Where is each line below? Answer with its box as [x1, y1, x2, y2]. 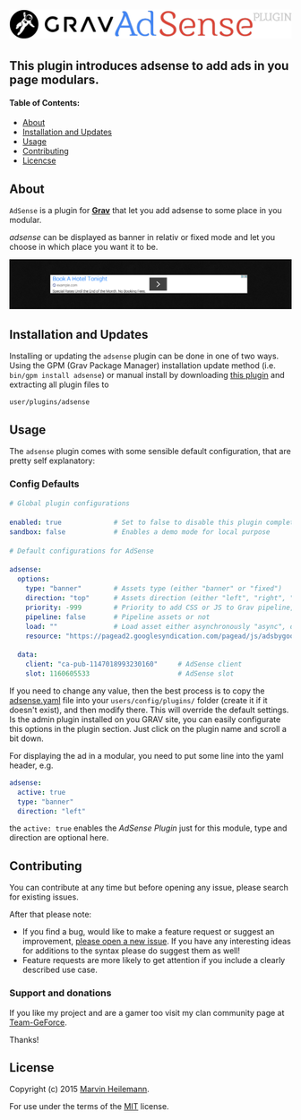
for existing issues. [9, 892, 79, 902]
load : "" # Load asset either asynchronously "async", [25, 622, 287, 631]
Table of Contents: [9, 97, 81, 108]
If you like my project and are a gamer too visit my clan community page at [9, 1007, 285, 1018]
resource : [25, 632, 63, 641]
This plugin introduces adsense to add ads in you [9, 58, 289, 73]
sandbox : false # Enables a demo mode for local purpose [9, 527, 271, 537]
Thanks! [9, 1034, 39, 1045]
